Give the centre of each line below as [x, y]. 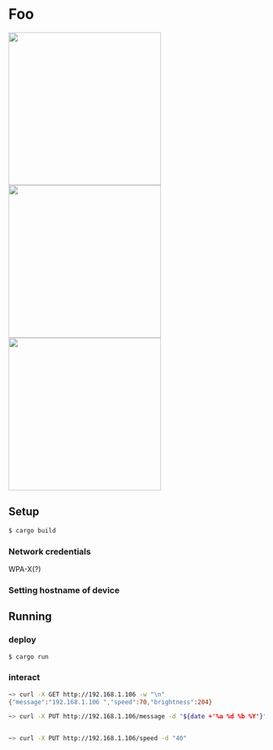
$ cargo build [32, 530]
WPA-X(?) [25, 569]
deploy [22, 640]
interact [24, 678]
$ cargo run [28, 656]
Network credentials [50, 551]
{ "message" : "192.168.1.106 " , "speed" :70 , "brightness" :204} [110, 702]
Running [30, 617]
